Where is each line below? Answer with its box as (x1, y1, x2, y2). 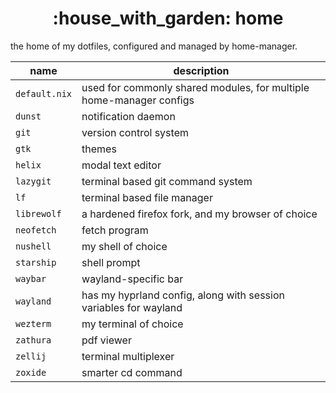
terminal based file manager (81, 190, 213, 204)
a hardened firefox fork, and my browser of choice (81, 207, 318, 221)
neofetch (15, 224, 57, 236)
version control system (81, 125, 189, 139)
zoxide (15, 367, 47, 378)
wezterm (15, 318, 52, 329)
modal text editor (81, 158, 162, 172)
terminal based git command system (81, 174, 253, 188)
